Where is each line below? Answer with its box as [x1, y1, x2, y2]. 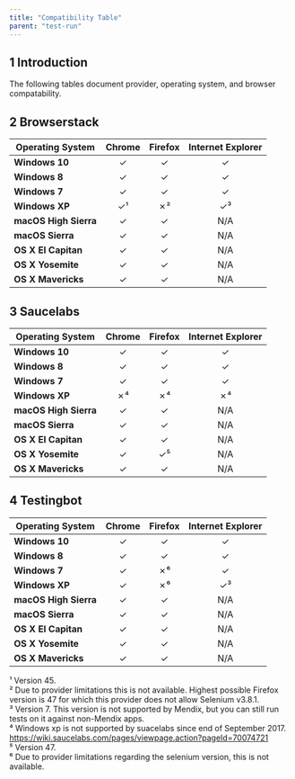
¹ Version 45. [9, 675, 56, 685]
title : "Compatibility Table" [9, 13, 123, 22]
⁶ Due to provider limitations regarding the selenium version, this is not [9, 751, 269, 762]
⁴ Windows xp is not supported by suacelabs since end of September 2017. [9, 722, 287, 733]
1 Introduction [9, 55, 88, 70]
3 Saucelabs [9, 303, 81, 319]
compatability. [9, 88, 62, 99]
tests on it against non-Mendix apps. [9, 712, 145, 724]
